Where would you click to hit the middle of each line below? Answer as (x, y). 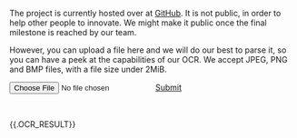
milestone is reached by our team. (73, 32)
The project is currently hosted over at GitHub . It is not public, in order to (145, 13)
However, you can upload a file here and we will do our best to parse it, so (148, 50)
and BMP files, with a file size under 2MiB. (88, 69)
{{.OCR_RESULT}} (43, 124)
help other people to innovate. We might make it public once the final (138, 23)
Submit (168, 87)
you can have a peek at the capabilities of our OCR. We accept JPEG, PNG (148, 59)
